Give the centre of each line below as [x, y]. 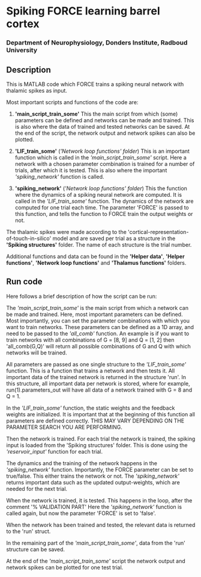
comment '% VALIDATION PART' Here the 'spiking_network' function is [94, 507]
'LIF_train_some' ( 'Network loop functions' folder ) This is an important [102, 151]
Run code [24, 282]
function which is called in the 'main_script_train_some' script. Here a [101, 157]
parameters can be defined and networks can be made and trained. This [104, 120]
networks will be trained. [37, 353]
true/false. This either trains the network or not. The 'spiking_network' [93, 476]
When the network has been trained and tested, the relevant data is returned [101, 525]
